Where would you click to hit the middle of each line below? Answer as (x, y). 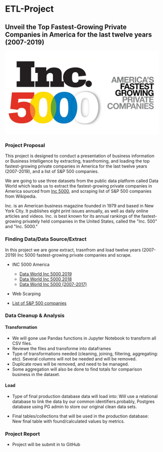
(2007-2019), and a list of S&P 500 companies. (52, 171)
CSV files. (22, 343)
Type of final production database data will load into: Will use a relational (85, 396)
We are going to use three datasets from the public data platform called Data (82, 181)
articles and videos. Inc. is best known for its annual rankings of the (73, 216)
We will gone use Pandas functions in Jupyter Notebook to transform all (84, 338)
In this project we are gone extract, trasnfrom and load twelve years (73, 250)
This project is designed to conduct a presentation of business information (80, 156)
